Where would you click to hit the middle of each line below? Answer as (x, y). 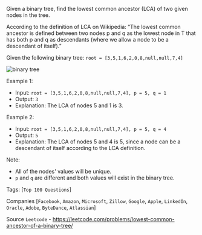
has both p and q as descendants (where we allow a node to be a (88, 39)
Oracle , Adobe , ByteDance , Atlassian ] (51, 208)
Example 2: (20, 117)
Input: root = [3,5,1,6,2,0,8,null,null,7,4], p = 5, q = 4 (91, 129)
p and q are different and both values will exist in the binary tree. (95, 178)
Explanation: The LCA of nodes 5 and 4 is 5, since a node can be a (98, 142)
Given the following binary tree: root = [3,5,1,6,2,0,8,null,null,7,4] (95, 58)
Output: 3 (26, 99)
